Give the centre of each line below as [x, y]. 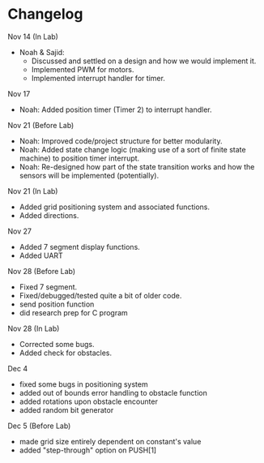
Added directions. [49, 215]
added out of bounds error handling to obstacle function [113, 392]
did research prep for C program [74, 312]
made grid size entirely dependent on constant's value [110, 441]
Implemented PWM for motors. [83, 69]
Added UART [41, 255]
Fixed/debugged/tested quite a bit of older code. [100, 295]
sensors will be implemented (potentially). [89, 175]
